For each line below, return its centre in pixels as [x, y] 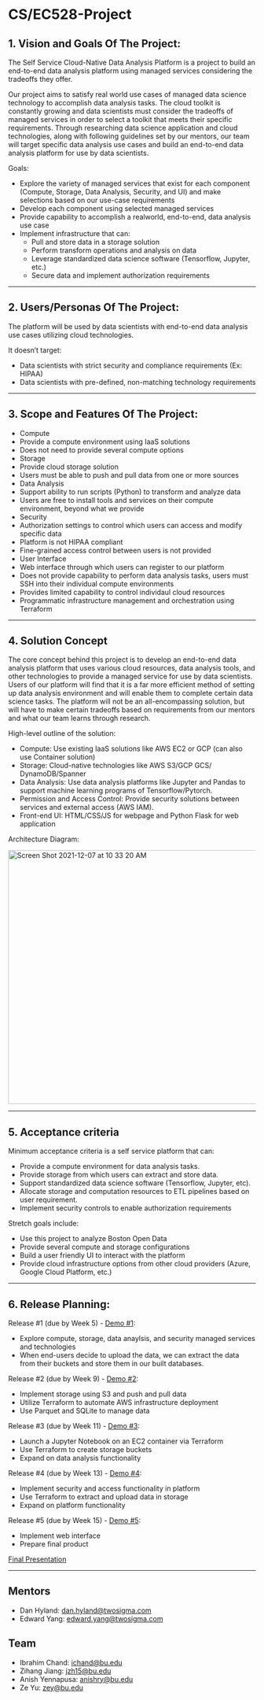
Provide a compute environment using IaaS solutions [104, 442]
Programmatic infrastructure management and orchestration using [126, 601]
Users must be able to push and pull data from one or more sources [129, 475]
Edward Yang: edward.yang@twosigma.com [91, 1618]
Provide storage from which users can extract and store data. [119, 1175]
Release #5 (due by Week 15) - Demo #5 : [75, 1521]
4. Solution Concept [58, 641]
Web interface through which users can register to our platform [122, 567]
